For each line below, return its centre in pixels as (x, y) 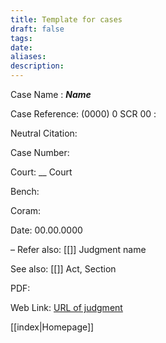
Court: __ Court (41, 172)
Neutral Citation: (44, 133)
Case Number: (40, 152)
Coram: (26, 210)
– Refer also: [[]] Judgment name (78, 249)
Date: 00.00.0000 (46, 230)
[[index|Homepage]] (52, 327)
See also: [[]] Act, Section (63, 269)
